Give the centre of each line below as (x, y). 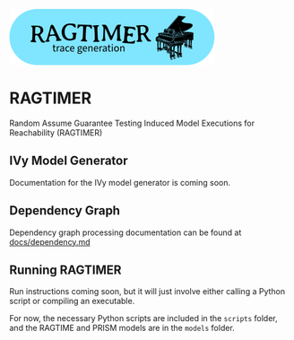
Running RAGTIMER (65, 270)
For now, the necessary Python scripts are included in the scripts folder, (143, 318)
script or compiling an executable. (72, 301)
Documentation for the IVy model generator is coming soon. (120, 182)
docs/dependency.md (50, 241)
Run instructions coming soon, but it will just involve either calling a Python (147, 292)
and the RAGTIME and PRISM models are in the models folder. (122, 328)
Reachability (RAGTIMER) (56, 132)
